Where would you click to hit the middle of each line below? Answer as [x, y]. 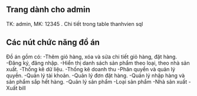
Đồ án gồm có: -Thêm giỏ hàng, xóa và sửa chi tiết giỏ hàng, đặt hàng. [92, 57]
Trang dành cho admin [48, 10]
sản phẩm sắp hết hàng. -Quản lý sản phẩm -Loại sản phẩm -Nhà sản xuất [97, 81]
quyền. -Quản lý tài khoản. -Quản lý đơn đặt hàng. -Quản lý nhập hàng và [96, 75]
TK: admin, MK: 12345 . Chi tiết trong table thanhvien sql [75, 24]
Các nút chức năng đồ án [53, 43]
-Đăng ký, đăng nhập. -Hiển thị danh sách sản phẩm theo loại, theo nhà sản [98, 63]
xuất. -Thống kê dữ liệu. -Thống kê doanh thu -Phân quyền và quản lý [91, 69]
